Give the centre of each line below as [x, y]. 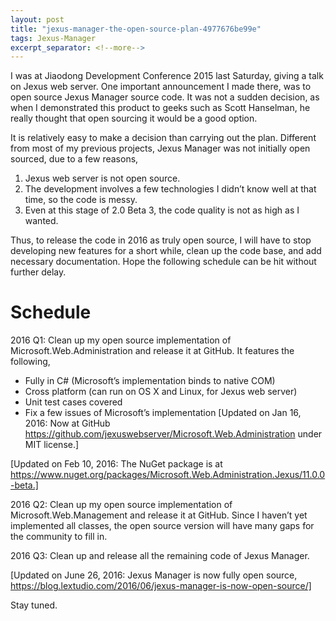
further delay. [38, 272]
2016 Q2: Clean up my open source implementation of [121, 505]
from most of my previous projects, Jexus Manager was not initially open [160, 148]
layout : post [37, 19]
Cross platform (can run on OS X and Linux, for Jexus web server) [161, 392]
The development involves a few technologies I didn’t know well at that [170, 189]
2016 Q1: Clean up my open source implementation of [121, 340]
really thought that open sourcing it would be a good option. [134, 118]
